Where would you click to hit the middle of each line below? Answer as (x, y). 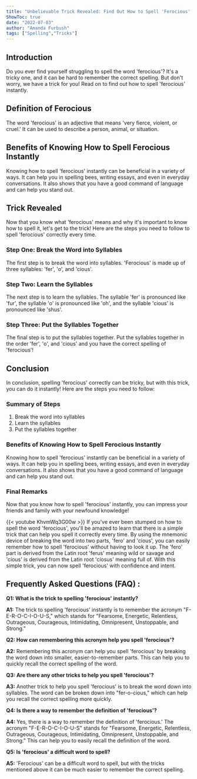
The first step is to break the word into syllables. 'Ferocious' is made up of (96, 263)
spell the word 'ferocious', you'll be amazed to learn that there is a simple (95, 528)
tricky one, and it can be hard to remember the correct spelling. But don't (95, 78)
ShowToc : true (24, 17)
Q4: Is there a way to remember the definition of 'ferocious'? (81, 710)
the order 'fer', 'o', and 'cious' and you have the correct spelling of (86, 344)
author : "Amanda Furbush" (38, 28)
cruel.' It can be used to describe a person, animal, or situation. (82, 129)
